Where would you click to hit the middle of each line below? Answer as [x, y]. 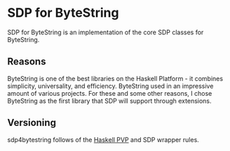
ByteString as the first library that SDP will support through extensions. [109, 101]
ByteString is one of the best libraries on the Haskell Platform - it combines [115, 78]
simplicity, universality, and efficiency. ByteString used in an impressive [110, 86]
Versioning [32, 123]
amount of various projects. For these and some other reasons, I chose [110, 93]
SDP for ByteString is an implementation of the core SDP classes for [106, 32]
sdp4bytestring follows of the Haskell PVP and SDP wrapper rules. [103, 139]
